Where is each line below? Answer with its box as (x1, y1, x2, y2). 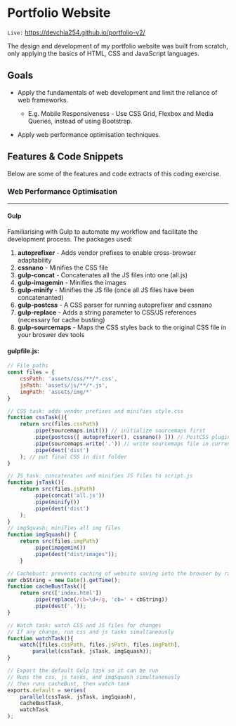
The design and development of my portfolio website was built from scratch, (7, 41, 228, 50)
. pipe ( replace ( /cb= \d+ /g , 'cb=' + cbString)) (32, 596, 169, 603)
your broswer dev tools (17, 331, 85, 339)
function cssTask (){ (7, 414, 68, 421)
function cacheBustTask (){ (7, 583, 86, 590)
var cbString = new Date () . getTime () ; (7, 576, 121, 583)
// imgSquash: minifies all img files (7, 524, 121, 532)
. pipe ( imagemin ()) (32, 544, 86, 552)
